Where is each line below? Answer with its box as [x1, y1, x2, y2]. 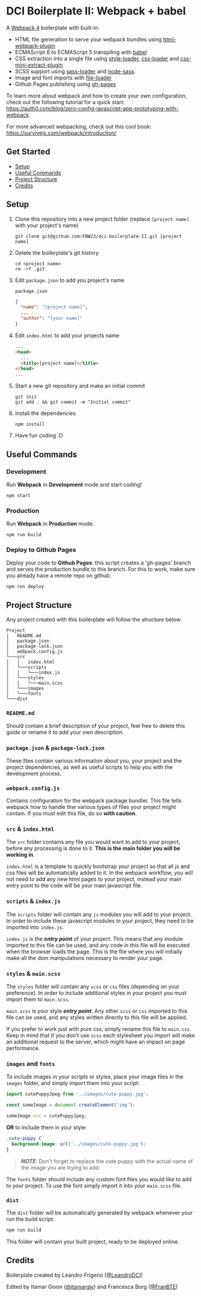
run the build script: [6, 1215, 55, 1223]
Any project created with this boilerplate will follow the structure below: [6, 616, 182, 623]
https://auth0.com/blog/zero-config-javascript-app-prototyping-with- [6, 105, 179, 112]
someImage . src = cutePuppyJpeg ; [6, 1113, 87, 1119]
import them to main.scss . [6, 996, 70, 1003]
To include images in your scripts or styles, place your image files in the [6, 1073, 184, 1080]
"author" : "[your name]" [20, 316, 83, 322]
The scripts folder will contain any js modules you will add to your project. [6, 911, 192, 918]
